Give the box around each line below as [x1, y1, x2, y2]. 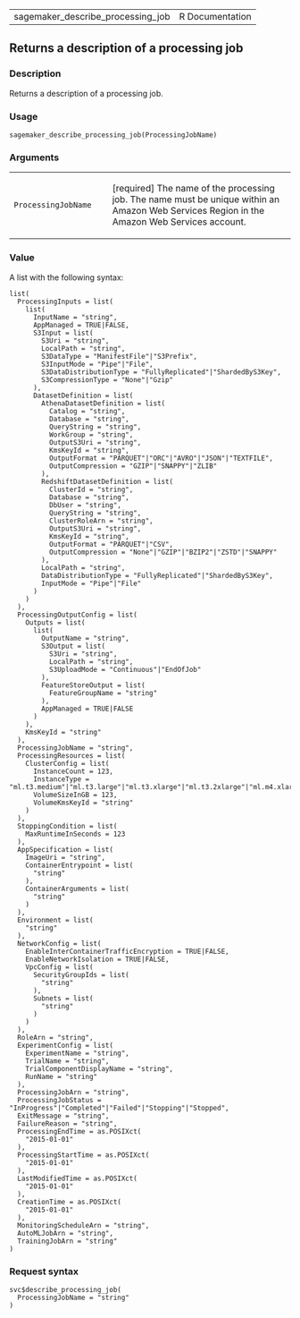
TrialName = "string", [25, 1056, 110, 1066]
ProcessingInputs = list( [17, 297, 114, 306]
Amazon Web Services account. [112, 216, 246, 228]
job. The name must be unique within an [112, 193, 280, 206]
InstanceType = [32, 774, 90, 784]
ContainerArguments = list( [25, 884, 129, 893]
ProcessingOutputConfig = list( [17, 610, 138, 619]
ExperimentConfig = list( [17, 1041, 114, 1050]
